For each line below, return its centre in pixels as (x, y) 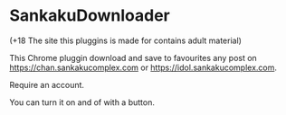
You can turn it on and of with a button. (82, 102)
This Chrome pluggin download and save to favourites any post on (133, 57)
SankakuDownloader (90, 16)
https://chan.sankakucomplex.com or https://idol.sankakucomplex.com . (143, 67)
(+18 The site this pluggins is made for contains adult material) (126, 40)
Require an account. (47, 84)
